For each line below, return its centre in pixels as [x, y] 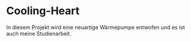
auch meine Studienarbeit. [39, 33]
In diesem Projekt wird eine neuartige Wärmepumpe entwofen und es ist [95, 27]
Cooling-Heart [43, 11]
